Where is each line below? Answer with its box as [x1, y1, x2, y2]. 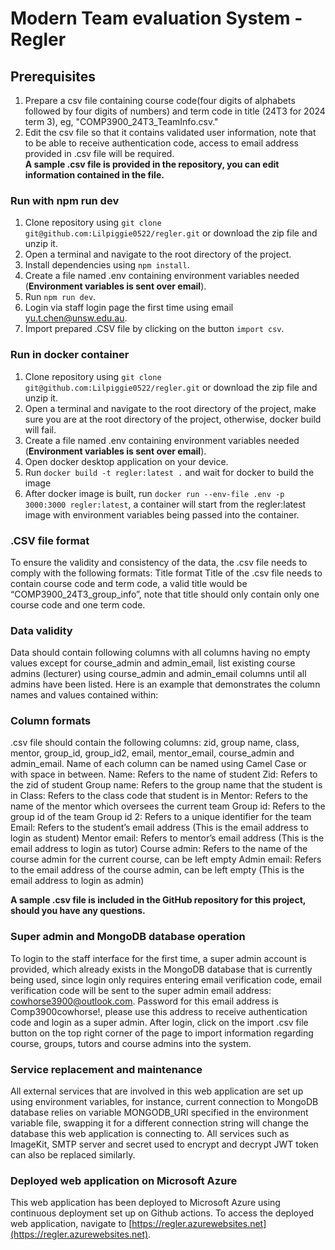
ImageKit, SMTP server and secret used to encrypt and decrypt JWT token [10, 1138, 319, 1151]
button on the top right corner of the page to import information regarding [10, 1027, 314, 1039]
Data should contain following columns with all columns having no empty [10, 647, 311, 659]
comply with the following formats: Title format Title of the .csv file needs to [10, 567, 323, 579]
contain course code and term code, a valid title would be [10, 577, 248, 589]
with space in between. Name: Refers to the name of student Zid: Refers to [10, 768, 318, 781]
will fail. [24, 423, 57, 436]
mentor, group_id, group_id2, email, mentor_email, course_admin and [10, 747, 295, 759]
